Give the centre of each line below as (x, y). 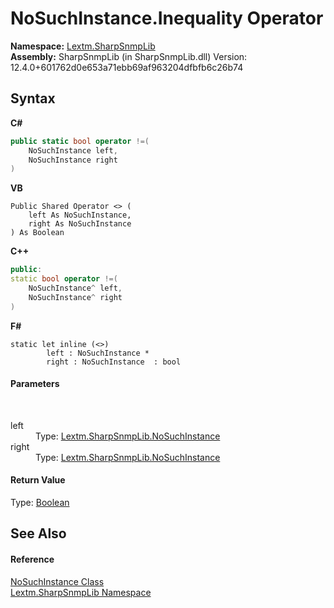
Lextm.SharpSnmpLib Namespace (81, 592)
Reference (32, 559)
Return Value (38, 480)
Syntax (33, 98)
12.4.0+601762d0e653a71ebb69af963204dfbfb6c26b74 (127, 67)
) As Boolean (37, 233)
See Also (38, 533)
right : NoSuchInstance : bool (114, 362)
